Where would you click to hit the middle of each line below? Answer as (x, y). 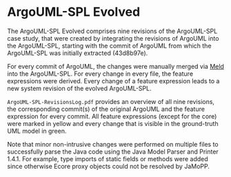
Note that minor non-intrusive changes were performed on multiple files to (113, 144)
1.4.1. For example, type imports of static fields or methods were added (108, 158)
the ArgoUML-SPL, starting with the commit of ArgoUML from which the (109, 45)
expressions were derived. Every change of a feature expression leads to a (113, 81)
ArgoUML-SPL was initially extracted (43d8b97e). (78, 53)
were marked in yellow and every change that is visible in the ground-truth (113, 123)
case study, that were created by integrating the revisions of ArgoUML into (113, 38)
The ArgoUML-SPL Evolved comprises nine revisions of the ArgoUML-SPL (112, 31)
